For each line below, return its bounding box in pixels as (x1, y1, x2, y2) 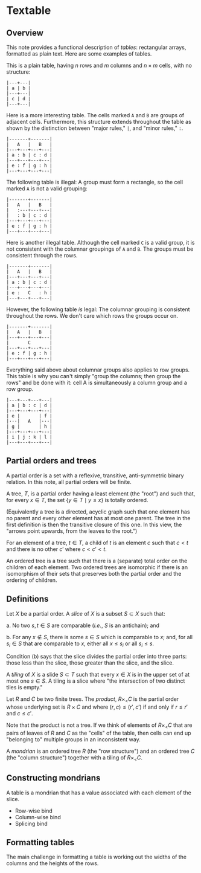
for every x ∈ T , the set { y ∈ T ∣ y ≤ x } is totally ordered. (6, 496, 148, 503)
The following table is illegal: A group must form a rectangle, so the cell (6, 179, 183, 185)
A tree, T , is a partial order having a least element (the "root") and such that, (6, 490, 196, 497)
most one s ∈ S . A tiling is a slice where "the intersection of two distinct (6, 677, 185, 685)
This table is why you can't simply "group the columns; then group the (6, 373, 181, 379)
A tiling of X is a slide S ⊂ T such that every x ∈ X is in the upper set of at (6, 671, 190, 678)
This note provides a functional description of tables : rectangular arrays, (6, 43, 187, 51)
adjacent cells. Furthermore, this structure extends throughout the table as (6, 118, 191, 125)
